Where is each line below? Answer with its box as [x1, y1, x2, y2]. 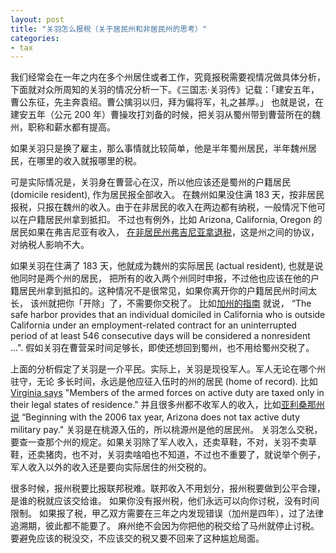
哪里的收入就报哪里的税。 [36, 155, 142, 167]
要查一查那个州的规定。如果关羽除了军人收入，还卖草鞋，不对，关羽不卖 [10, 436, 308, 448]
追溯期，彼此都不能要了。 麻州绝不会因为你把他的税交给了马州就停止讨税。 [10, 520, 320, 532]
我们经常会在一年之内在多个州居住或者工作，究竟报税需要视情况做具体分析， [10, 71, 326, 83]
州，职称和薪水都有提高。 [10, 121, 116, 133]
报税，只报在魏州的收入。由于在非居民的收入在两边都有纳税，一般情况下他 [10, 201, 317, 213]
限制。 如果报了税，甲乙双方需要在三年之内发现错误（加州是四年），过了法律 [10, 507, 324, 520]
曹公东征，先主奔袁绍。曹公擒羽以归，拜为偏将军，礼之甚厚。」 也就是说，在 [10, 96, 324, 108]
